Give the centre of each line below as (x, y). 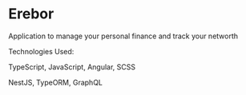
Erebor (31, 14)
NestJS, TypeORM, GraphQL (55, 82)
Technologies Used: (41, 51)
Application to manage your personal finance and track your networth (123, 36)
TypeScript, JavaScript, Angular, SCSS (72, 67)
